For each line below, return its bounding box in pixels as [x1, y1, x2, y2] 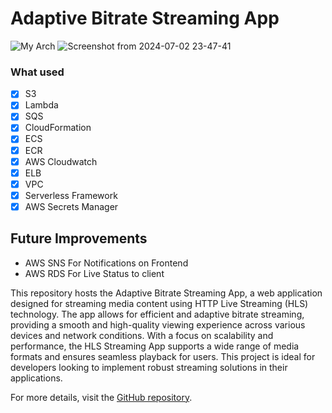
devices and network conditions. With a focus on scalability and [10, 329, 274, 341]
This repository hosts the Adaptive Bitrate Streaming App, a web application [10, 287, 323, 299]
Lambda [24, 99, 59, 111]
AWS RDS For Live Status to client [24, 267, 165, 279]
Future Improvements [10, 230, 148, 247]
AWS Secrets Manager [24, 200, 119, 212]
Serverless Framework [24, 189, 118, 201]
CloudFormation [24, 122, 92, 134]
